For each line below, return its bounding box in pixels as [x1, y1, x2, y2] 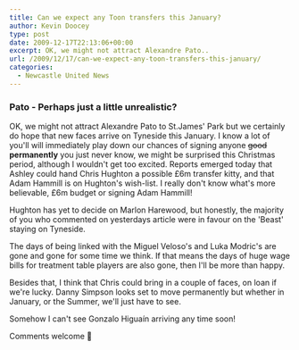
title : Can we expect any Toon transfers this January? [9, 12, 221, 22]
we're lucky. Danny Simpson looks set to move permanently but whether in [9, 287, 285, 297]
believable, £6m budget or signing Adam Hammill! [9, 187, 193, 198]
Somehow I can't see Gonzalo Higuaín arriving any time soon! [9, 313, 237, 324]
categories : [9, 63, 54, 72]
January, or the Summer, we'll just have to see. [9, 296, 181, 307]
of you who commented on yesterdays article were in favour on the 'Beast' [9, 214, 284, 225]
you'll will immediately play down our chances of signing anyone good [9, 140, 268, 151]
